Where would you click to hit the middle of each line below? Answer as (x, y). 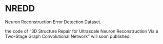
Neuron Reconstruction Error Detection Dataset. (53, 22)
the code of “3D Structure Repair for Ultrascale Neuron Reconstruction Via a (82, 31)
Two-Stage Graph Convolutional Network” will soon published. (68, 36)
